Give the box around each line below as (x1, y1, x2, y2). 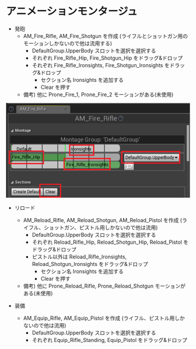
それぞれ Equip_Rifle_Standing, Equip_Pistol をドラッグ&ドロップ (32, 336, 188, 343)
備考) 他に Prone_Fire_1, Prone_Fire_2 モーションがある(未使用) (23, 91, 174, 98)
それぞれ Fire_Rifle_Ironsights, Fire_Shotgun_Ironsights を (32, 61, 170, 68)
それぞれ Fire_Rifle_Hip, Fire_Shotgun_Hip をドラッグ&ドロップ (32, 54, 183, 61)
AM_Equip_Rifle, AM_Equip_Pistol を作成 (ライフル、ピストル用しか (23, 315, 185, 322)
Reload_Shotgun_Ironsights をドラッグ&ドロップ (32, 260, 149, 267)
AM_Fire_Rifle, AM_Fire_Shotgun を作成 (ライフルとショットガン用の (23, 32, 188, 39)
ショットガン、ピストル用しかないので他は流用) (43, 224, 158, 231)
